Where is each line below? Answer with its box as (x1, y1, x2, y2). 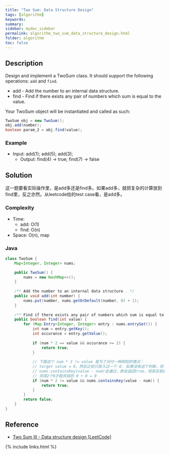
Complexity (5, 204, 34, 212)
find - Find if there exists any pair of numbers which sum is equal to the (12, 93, 162, 99)
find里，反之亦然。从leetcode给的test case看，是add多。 (5, 191, 125, 197)
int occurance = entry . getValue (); (32, 331, 108, 337)
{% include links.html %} (5, 443, 57, 449)
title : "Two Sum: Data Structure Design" (5, 7, 94, 13)
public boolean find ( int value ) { (14, 317, 87, 322)
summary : (5, 21, 24, 27)
